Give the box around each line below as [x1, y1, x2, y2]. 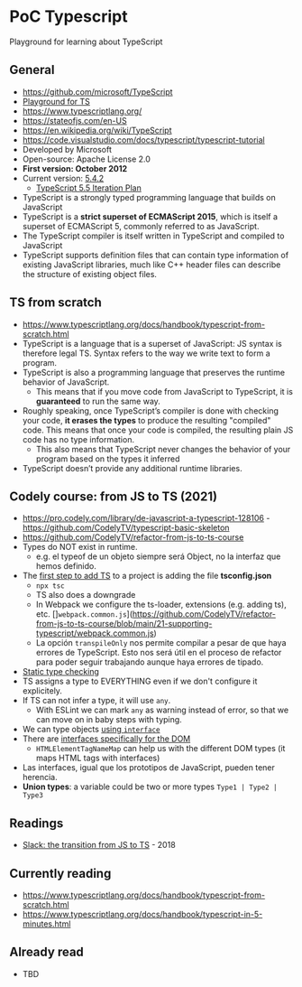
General [9, 62, 56, 78]
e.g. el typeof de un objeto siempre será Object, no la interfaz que [35, 551, 281, 562]
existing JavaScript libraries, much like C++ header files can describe [22, 259, 281, 270]
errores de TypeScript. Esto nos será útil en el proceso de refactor [35, 647, 282, 658]
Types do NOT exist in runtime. [22, 542, 138, 553]
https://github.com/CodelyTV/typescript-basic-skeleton [22, 522, 230, 534]
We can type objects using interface [22, 724, 160, 735]
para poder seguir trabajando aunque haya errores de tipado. [35, 656, 264, 667]
